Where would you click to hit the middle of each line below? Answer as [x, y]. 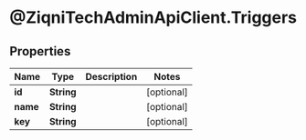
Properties [40, 51]
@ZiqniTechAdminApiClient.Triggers [153, 18]
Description [111, 77]
